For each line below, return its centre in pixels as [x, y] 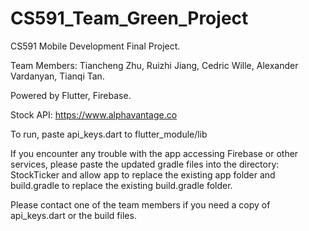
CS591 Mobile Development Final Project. [95, 46]
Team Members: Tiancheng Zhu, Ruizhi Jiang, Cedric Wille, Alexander [154, 65]
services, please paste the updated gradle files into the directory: [145, 164]
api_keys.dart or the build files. [73, 215]
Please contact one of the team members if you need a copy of [140, 204]
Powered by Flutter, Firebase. [71, 95]
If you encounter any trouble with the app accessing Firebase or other [154, 153]
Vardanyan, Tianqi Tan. [57, 76]
